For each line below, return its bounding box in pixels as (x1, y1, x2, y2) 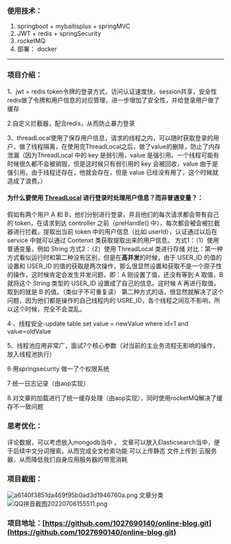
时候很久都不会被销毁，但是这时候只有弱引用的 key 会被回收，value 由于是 (7, 160, 219, 168)
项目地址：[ (7, 519, 45, 528)
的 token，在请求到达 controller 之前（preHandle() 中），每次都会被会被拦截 (7, 219, 220, 227)
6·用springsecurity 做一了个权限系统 (7, 365, 110, 373)
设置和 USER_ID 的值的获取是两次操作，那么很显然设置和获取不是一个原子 (7, 261, 217, 270)
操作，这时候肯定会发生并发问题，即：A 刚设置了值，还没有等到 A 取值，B (12, 270, 223, 279)
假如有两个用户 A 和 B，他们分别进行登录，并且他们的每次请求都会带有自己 (7, 210, 219, 218)
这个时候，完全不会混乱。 (12, 305, 86, 313)
